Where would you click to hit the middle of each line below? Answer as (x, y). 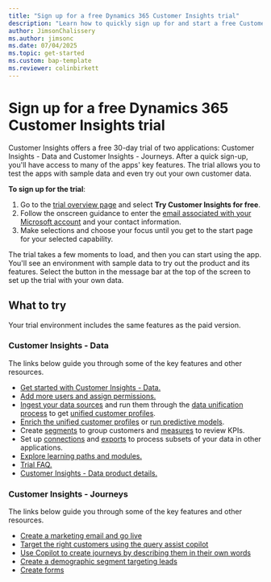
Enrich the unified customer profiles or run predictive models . (122, 422)
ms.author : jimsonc (41, 38)
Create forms (42, 570)
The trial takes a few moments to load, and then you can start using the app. (135, 254)
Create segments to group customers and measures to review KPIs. (132, 430)
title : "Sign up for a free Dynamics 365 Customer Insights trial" (124, 16)
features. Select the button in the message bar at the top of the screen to (130, 272)
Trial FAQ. (36, 464)
